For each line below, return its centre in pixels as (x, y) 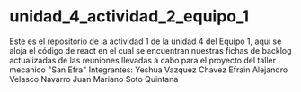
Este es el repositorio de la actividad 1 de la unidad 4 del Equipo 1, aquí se (146, 41)
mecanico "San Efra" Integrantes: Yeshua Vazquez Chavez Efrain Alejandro (149, 70)
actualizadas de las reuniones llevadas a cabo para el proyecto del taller (143, 60)
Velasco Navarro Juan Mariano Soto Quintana (94, 79)
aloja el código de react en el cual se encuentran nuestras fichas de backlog (150, 50)
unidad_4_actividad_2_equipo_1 (129, 17)
